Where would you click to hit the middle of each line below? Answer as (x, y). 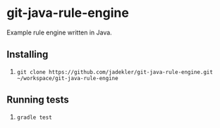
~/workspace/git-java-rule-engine (67, 78)
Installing (28, 55)
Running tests (38, 100)
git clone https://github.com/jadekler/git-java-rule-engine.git (115, 72)
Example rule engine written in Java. (59, 32)
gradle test (34, 117)
